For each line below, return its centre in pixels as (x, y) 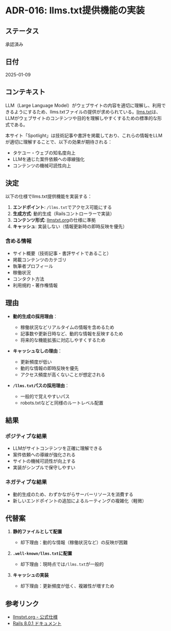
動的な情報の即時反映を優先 (50, 368)
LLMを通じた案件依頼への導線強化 (49, 159)
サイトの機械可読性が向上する (44, 461)
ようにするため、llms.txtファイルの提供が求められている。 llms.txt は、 (87, 112)
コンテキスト (26, 92)
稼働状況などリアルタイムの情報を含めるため (67, 327)
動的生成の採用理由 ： (35, 316)
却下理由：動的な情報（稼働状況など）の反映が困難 (74, 542)
